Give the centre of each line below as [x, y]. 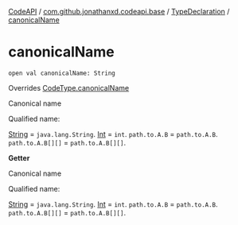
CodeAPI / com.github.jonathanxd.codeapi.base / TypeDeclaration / [119, 12]
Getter [19, 157]
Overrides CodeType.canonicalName [69, 87]
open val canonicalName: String [62, 73]
